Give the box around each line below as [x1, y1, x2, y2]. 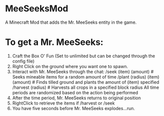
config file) [12, 58, 35, 64]
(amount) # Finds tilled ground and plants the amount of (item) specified [12, 79, 160, 85]
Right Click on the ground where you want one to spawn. [12, 63, 128, 69]
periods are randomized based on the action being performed [12, 89, 138, 95]
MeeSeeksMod [5, 3, 68, 14]
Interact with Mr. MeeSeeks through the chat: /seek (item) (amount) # [12, 69, 154, 75]
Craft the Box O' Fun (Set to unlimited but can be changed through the [12, 53, 156, 59]
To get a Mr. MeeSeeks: [5, 37, 104, 48]
